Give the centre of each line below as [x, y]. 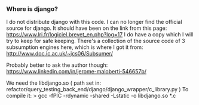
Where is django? [32, 9]
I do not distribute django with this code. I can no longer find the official [94, 22]
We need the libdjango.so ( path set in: [54, 83]
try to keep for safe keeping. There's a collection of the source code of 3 [96, 41]
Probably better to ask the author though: [57, 65]
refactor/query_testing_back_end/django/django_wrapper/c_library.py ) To [97, 89]
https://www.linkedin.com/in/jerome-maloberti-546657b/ [76, 72]
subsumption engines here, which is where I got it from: [75, 47]
